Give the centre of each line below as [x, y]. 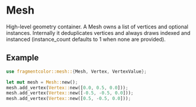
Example [23, 58]
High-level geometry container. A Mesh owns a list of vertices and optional [97, 27]
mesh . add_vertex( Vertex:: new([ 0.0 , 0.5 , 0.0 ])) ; [67, 87]
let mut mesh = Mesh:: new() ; [42, 82]
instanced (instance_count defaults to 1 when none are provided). [86, 39]
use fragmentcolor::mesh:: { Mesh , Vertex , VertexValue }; [76, 72]
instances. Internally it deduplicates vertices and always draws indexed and [98, 33]
